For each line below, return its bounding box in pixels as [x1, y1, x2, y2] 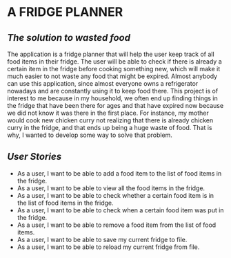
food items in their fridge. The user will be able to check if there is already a [7, 57, 222, 66]
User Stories [7, 151, 62, 163]
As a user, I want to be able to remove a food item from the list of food [17, 221, 217, 229]
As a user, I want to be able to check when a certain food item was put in [17, 205, 224, 214]
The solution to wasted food [7, 32, 131, 44]
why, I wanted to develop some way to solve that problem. [7, 131, 172, 139]
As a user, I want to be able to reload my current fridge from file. [17, 243, 200, 251]
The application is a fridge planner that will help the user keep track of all [7, 50, 215, 58]
